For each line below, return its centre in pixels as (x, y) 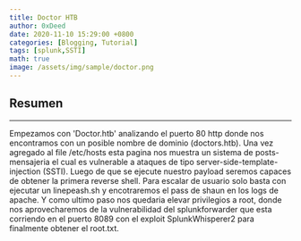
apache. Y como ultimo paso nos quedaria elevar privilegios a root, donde (146, 199)
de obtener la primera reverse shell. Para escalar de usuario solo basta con (148, 180)
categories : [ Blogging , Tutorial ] (74, 42)
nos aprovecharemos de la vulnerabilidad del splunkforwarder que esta (141, 209)
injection (25, 171)
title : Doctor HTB (43, 17)
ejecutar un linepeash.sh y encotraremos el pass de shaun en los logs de (144, 190)
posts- (267, 152)
